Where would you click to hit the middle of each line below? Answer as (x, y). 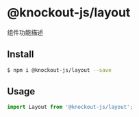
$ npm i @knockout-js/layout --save (59, 70)
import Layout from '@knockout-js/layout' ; (70, 107)
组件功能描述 (25, 32)
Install (21, 54)
